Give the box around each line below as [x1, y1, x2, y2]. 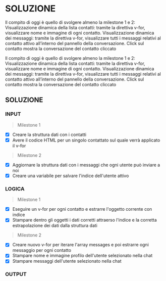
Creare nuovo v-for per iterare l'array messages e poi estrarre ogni [12, 242, 149, 248]
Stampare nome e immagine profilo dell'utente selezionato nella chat [12, 253, 153, 259]
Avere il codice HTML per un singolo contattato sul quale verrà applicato [12, 137, 160, 143]
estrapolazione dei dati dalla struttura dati [12, 223, 98, 229]
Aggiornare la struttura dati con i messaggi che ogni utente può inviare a [12, 162, 160, 168]
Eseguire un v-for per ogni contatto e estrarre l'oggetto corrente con [12, 206, 152, 212]
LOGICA [5, 185, 25, 192]
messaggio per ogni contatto [12, 247, 71, 253]
